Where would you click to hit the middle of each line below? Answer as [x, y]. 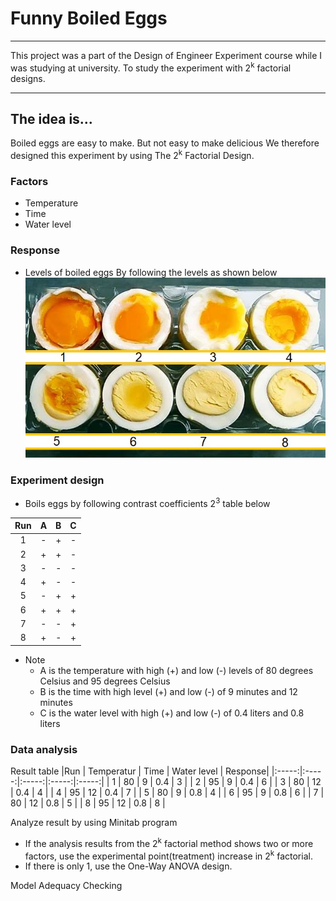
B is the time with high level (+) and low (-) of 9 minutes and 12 [168, 691]
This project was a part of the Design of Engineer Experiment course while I [166, 55]
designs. [28, 78]
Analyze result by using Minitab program [94, 823]
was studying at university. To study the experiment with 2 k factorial [151, 67]
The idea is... [51, 118]
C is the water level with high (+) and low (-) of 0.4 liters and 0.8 [172, 713]
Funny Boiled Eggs [89, 18]
